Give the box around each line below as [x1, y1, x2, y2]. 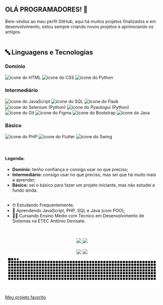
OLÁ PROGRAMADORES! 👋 [5, 5, 88, 14]
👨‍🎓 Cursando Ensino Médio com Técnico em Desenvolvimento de [12, 212, 144, 219]
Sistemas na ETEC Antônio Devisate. [12, 218, 86, 224]
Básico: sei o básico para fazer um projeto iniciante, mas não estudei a [12, 182, 155, 188]
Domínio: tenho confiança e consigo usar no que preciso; [12, 166, 128, 172]
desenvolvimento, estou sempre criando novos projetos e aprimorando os [5, 24, 154, 29]
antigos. [5, 28, 21, 35]
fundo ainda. [12, 187, 38, 193]
